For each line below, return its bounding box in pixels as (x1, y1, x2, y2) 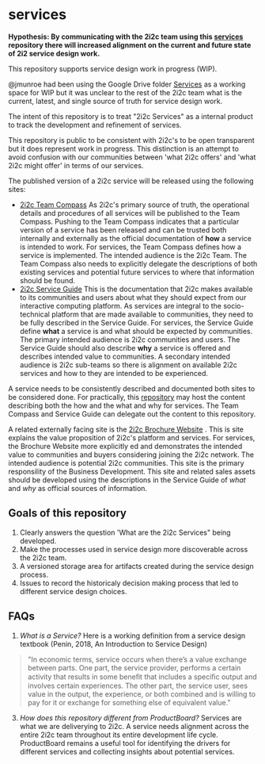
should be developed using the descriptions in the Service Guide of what (8, 474, 247, 485)
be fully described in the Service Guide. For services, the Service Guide (19, 317, 254, 327)
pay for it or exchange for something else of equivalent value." (27, 697, 231, 707)
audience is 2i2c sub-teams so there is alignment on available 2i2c (19, 359, 237, 370)
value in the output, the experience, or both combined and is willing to (27, 689, 256, 699)
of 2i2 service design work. (8, 48, 100, 58)
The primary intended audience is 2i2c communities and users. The (19, 335, 240, 344)
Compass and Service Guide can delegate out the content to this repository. (8, 409, 256, 418)
